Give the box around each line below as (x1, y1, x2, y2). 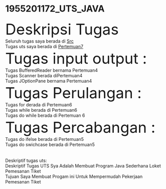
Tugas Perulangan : (5, 83, 142, 102)
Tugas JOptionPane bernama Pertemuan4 (5, 78, 92, 84)
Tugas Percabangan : (5, 117, 155, 137)
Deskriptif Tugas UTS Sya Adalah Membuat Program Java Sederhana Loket (5, 162, 161, 168)
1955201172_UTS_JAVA (5, 3, 105, 15)
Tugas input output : (5, 49, 147, 68)
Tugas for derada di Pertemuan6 (5, 101, 73, 108)
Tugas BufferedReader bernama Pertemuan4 (5, 67, 98, 73)
